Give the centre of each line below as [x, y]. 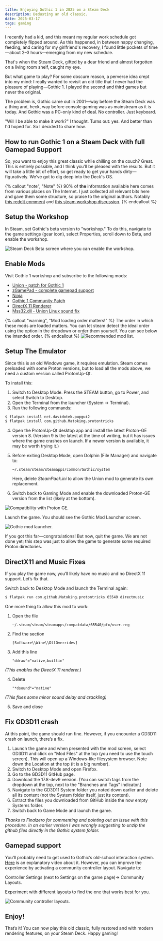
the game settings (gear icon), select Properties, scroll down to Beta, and [78, 234]
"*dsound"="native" [32, 688]
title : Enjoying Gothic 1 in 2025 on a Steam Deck [57, 10]
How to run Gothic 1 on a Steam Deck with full [75, 142]
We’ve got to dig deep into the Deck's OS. [71, 177]
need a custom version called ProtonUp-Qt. [49, 373]
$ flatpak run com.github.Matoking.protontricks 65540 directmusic [75, 597]
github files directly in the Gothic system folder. [52, 830]
